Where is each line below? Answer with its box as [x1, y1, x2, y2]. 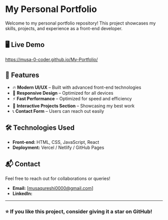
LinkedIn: [12, 190, 32, 196]
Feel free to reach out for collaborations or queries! [5, 175, 110, 181]
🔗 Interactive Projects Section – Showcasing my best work [12, 103, 135, 109]
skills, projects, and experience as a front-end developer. [5, 25, 122, 31]
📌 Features [5, 71, 39, 80]
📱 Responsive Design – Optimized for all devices [12, 90, 113, 96]
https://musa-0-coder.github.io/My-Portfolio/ [5, 56, 98, 62]
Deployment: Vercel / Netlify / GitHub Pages [12, 144, 104, 151]
